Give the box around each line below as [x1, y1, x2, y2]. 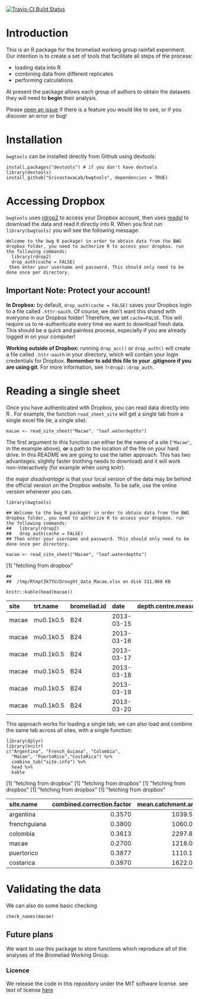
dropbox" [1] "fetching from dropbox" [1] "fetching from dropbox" [6, 786, 166, 793]
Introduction [6, 27, 69, 40]
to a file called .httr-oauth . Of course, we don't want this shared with [6, 307, 176, 315]
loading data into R [14, 64, 61, 71]
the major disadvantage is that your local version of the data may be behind [6, 475, 191, 482]
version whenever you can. [6, 488, 72, 495]
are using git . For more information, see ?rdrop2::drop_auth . [6, 363, 154, 370]
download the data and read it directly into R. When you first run [6, 220, 163, 227]
